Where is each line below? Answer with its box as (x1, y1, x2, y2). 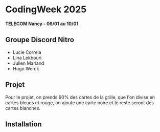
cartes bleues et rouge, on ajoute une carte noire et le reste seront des (5, 99, 154, 106)
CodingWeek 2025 (5, 4, 87, 15)
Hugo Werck (12, 65, 39, 71)
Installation (5, 120, 42, 128)
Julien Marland (12, 60, 44, 66)
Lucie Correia (12, 49, 42, 55)
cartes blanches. (5, 105, 41, 111)
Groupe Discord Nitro (5, 35, 74, 44)
